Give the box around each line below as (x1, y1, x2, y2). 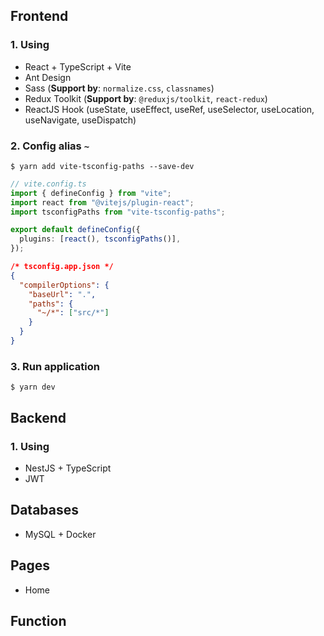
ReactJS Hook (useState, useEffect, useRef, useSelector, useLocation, (24, 103, 315, 115)
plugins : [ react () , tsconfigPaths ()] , (19, 234, 182, 244)
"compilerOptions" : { (19, 280, 110, 290)
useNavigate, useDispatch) (24, 114, 137, 126)
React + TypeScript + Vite (24, 60, 132, 73)
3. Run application (10, 359, 100, 373)
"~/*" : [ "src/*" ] (36, 308, 110, 318)
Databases (10, 502, 80, 519)
